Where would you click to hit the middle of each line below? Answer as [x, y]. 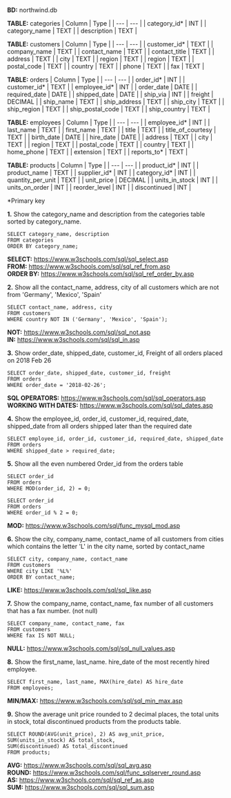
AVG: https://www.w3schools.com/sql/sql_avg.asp [79, 765]
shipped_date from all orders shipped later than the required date [100, 426]
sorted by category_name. [44, 221]
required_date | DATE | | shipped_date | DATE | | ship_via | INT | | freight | [110, 94]
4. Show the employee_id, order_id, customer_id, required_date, [98, 419]
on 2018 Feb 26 [29, 360]
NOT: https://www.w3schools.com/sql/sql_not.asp [79, 332]
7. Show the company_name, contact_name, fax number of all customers [110, 604]
